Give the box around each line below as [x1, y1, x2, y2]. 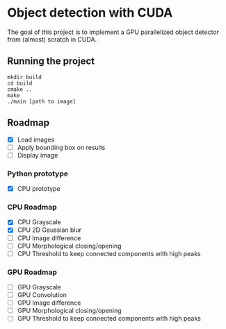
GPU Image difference [17, 298, 81, 307]
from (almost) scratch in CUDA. [7, 35, 97, 43]
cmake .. [7, 85, 33, 93]
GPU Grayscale [17, 283, 61, 292]
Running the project [7, 56, 95, 67]
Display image [17, 151, 58, 159]
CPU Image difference [17, 234, 81, 242]
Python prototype [7, 169, 68, 178]
